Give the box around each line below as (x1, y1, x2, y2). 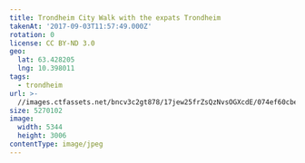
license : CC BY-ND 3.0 (9, 38, 95, 48)
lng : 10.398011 (17, 64, 75, 73)
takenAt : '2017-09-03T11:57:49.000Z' (9, 22, 152, 31)
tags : (9, 72, 30, 81)
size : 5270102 (9, 106, 64, 115)
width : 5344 (17, 123, 64, 132)
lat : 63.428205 (17, 55, 75, 64)
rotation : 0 (9, 30, 54, 39)
